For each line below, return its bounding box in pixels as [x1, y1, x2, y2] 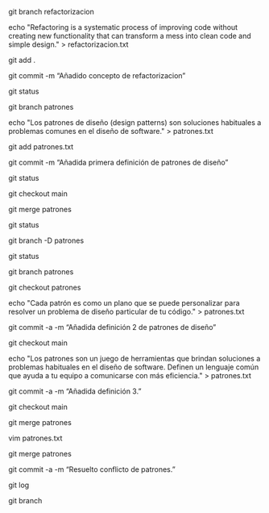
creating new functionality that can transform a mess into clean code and [8, 31, 251, 40]
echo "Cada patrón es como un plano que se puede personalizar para [8, 298, 240, 307]
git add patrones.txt [8, 142, 74, 152]
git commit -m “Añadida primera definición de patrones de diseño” [8, 157, 229, 167]
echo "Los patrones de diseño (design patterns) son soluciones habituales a [8, 118, 262, 127]
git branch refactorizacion [8, 7, 94, 16]
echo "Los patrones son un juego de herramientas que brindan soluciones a [8, 354, 261, 363]
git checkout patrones [8, 282, 81, 292]
